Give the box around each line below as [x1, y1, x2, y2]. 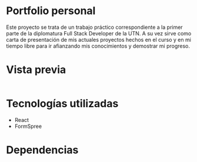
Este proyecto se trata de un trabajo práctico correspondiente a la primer [6, 24, 183, 31]
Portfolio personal [6, 4, 96, 18]
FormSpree [14, 123, 42, 130]
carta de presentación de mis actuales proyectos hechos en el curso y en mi [6, 36, 191, 43]
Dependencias [6, 143, 79, 157]
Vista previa [6, 63, 66, 77]
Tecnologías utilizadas [6, 97, 119, 110]
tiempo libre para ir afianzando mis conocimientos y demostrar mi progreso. [6, 42, 190, 49]
